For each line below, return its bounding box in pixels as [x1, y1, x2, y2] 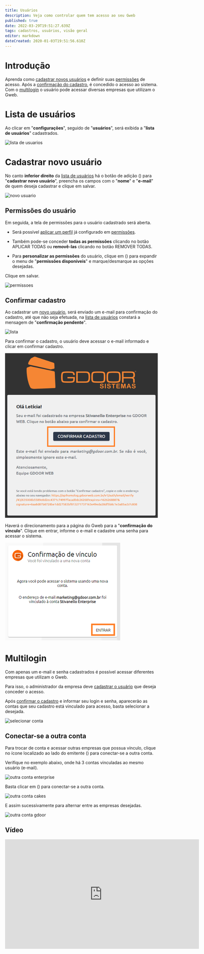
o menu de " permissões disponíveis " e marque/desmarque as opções [12, 258, 154, 264]
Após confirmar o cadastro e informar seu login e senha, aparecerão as [5, 698, 148, 704]
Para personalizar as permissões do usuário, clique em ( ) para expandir [12, 253, 157, 259]
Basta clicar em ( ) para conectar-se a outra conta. [5, 784, 105, 789]
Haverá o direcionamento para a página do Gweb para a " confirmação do [5, 523, 153, 528]
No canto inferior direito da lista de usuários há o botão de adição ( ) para [5, 173, 152, 179]
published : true [5, 18, 38, 23]
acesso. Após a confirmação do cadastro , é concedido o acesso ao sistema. [5, 81, 158, 87]
